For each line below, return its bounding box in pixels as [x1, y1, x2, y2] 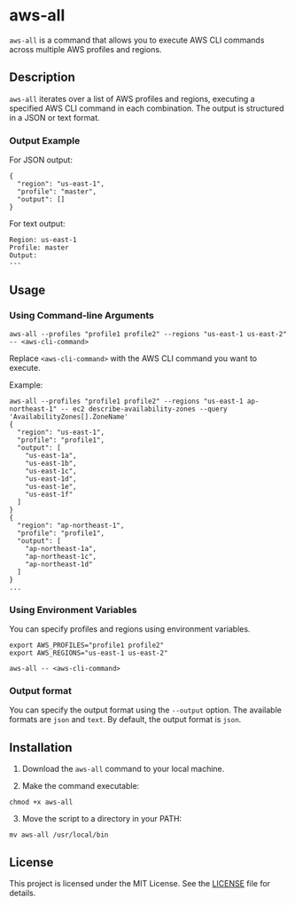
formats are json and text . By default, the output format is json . [9, 714, 242, 725]
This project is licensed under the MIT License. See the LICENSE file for [9, 877, 271, 888]
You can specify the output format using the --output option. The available [9, 704, 282, 715]
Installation [9, 740, 73, 755]
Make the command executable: [21, 781, 140, 791]
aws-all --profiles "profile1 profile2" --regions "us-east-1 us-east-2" [9, 329, 288, 338]
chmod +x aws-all [9, 798, 74, 807]
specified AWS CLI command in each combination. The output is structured [9, 103, 284, 114]
